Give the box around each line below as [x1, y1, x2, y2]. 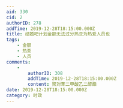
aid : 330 [6, 8, 28, 15]
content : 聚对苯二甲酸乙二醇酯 [28, 82, 97, 88]
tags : [6, 37, 20, 43]
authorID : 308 [28, 70, 63, 76]
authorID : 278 [6, 20, 42, 26]
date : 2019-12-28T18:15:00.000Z [6, 87, 87, 93]
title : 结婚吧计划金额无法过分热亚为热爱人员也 [6, 31, 110, 37]
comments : [6, 59, 31, 65]
